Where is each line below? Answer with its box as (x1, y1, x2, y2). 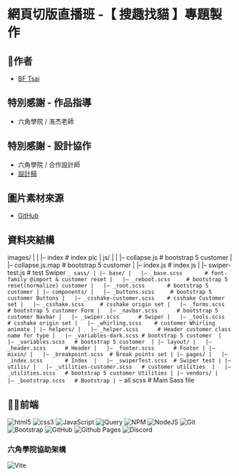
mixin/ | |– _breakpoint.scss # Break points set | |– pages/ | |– (7, 351, 228, 358)
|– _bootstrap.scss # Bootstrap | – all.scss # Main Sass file (7, 376, 195, 385)
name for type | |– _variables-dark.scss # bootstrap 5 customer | (7, 333, 222, 340)
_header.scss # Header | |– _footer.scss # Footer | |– (7, 345, 215, 352)
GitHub (17, 211, 39, 220)
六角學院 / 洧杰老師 (17, 117, 74, 126)
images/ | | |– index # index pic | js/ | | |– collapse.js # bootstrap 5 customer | (7, 253, 233, 262)
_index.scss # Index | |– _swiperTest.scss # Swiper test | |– (7, 358, 232, 365)
